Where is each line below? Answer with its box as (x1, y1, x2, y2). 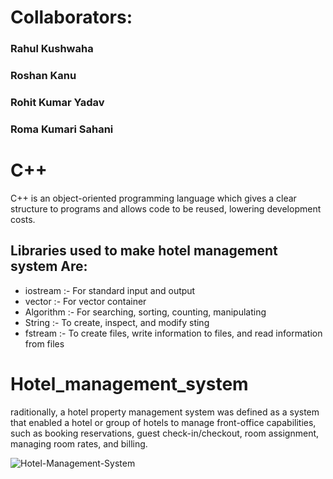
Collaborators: (10, 6, 133, 29)
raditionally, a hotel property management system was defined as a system (10, 406, 320, 418)
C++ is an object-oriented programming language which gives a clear (10, 192, 297, 204)
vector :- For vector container (24, 295, 147, 307)
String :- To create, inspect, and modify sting (24, 316, 210, 328)
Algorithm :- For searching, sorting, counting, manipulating (24, 306, 267, 318)
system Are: (10, 258, 88, 275)
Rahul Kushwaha (10, 42, 94, 56)
